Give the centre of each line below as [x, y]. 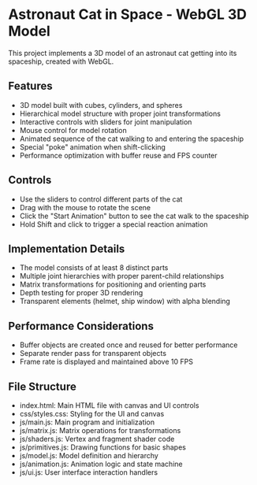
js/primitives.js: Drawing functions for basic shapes [103, 447]
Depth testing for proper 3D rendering [81, 293]
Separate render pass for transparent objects [93, 354]
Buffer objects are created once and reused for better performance [128, 345]
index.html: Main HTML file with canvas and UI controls [109, 405]
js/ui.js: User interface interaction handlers [89, 472]
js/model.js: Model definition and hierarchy [89, 455]
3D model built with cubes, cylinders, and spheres [101, 105]
